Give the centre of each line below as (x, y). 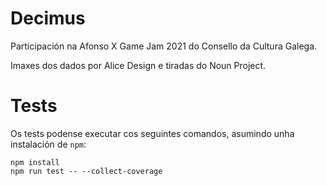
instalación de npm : (48, 144)
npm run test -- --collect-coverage (86, 171)
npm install (35, 162)
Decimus (48, 18)
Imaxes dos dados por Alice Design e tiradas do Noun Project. (138, 65)
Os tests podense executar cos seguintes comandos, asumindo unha (152, 133)
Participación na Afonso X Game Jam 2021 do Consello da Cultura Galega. (164, 46)
